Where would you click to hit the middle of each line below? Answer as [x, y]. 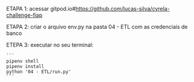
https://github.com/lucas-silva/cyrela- [122, 9]
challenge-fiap [24, 15]
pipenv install [25, 66]
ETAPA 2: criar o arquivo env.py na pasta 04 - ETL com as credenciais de [97, 27]
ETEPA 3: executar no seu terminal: [50, 45]
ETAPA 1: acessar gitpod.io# [41, 9]
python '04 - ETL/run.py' [39, 72]
